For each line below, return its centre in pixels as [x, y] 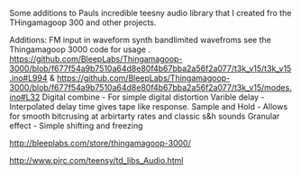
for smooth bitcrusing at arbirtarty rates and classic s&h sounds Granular [145, 116]
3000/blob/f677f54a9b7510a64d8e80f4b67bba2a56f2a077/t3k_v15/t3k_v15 [150, 68]
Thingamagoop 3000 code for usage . [80, 49]
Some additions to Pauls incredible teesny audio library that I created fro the [150, 13]
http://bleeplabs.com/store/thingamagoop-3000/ [100, 143]
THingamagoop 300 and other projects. [83, 22]
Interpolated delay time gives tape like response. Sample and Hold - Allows [149, 106]
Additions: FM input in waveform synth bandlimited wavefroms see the [141, 40]
